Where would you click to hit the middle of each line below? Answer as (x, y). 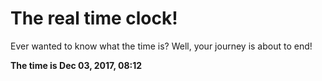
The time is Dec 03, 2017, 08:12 (76, 65)
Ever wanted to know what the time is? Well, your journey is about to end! (161, 46)
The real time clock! (94, 18)
